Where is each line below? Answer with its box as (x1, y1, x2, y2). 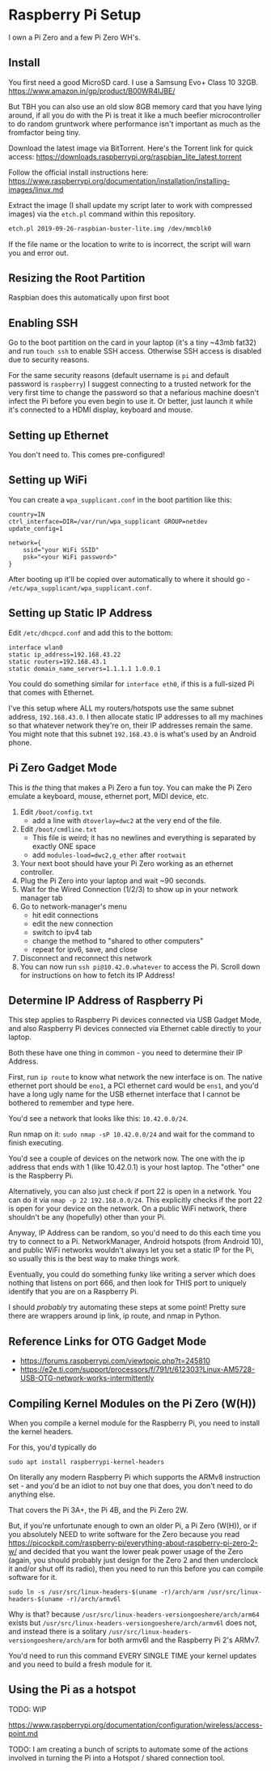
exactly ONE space (32, 841, 96, 851)
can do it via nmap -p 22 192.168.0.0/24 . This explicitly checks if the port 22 (8, 1196, 263, 1205)
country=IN (8, 510, 45, 519)
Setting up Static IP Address (8, 606, 153, 620)
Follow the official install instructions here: (8, 168, 149, 177)
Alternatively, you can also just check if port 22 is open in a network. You (8, 1187, 252, 1196)
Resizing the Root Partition (8, 271, 146, 285)
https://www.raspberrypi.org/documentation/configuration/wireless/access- (8, 1720, 263, 1730)
